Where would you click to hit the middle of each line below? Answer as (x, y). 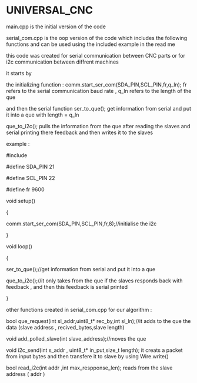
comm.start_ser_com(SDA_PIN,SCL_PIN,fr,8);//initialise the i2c (81, 224)
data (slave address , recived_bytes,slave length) (65, 327)
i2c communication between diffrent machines (62, 62)
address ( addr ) (26, 374)
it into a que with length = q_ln (43, 115)
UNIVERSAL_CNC (49, 10)
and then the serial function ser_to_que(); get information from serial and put (99, 108)
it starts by (19, 73)
